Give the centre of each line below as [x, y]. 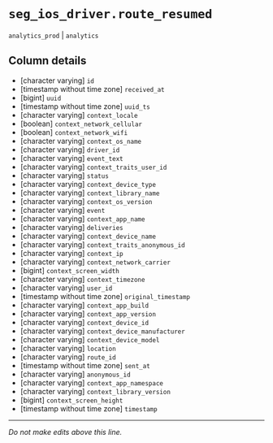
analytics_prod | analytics [54, 35]
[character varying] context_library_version [95, 391]
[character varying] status [65, 175]
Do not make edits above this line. [65, 432]
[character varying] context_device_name [88, 236]
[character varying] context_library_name [90, 193]
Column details [48, 61]
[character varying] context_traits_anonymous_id [102, 244]
